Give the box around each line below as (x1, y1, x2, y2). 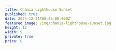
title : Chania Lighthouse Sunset (5, 7, 72, 12)
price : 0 (5, 39, 23, 44)
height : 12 (5, 25, 27, 30)
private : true (5, 34, 34, 39)
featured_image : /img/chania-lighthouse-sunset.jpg (5, 20, 111, 26)
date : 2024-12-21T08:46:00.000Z (5, 16, 70, 21)
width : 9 (5, 30, 23, 34)
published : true (5, 12, 38, 17)
